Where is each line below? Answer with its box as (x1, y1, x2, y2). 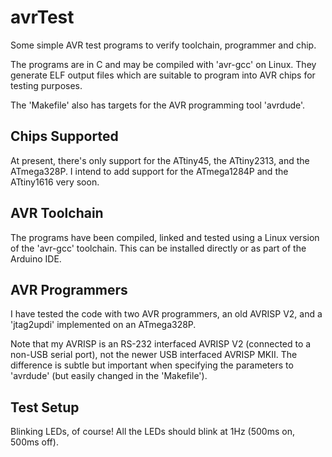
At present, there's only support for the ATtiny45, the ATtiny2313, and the (10, 154, 310, 166)
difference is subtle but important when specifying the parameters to (10, 359, 294, 371)
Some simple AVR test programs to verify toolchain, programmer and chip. (10, 39, 317, 51)
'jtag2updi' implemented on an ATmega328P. (10, 319, 197, 331)
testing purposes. (10, 79, 83, 91)
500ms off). (10, 436, 59, 448)
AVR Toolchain (10, 205, 104, 222)
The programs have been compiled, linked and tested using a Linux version (10, 231, 320, 243)
